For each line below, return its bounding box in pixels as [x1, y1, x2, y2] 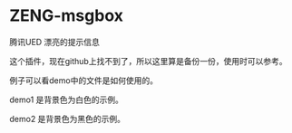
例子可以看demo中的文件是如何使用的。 [9, 74, 159, 86]
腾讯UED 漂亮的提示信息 [9, 36, 100, 47]
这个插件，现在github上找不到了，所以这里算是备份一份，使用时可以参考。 [9, 55, 287, 66]
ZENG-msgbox [9, 5, 124, 26]
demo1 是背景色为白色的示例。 [9, 94, 124, 105]
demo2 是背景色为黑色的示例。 [9, 113, 125, 124]
